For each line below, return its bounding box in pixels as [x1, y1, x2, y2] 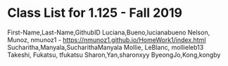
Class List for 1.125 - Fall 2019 [7, 5, 183, 21]
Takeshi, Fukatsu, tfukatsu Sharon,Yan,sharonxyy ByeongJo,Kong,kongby [7, 51, 221, 59]
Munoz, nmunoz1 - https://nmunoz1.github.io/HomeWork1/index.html [7, 35, 206, 44]
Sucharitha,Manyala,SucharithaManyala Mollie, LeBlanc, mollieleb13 [7, 43, 204, 51]
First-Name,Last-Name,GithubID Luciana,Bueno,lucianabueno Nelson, [7, 28, 210, 37]
